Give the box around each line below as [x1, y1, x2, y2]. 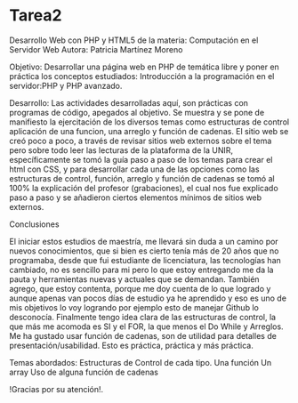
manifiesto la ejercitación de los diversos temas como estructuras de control [9, 117, 290, 127]
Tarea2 [9, 5, 62, 26]
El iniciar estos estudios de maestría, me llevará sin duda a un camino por [9, 236, 278, 246]
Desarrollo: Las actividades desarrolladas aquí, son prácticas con [9, 97, 249, 108]
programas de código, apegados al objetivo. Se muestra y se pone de [9, 107, 265, 117]
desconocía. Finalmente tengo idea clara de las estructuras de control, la [9, 311, 277, 322]
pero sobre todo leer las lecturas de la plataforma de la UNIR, [9, 144, 234, 156]
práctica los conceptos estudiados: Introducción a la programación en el [9, 70, 275, 81]
